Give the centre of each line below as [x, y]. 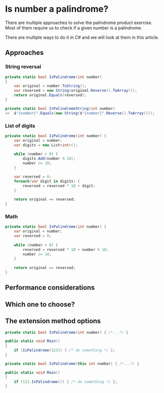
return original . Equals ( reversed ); [50, 95]
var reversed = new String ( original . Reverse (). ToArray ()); [76, 91]
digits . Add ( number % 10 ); [49, 159]
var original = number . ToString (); [50, 86]
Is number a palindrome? [57, 9]
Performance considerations [50, 288]
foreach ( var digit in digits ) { [47, 181]
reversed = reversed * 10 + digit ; [59, 186]
